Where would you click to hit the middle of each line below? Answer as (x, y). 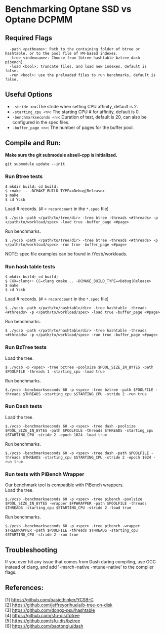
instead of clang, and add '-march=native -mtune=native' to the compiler (80, 567)
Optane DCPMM (39, 20)
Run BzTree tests (26, 347)
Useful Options (29, 95)
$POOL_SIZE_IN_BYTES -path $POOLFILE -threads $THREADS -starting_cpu (79, 430)
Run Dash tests (24, 406)
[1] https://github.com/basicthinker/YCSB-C (49, 599)
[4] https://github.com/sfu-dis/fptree (42, 615)
